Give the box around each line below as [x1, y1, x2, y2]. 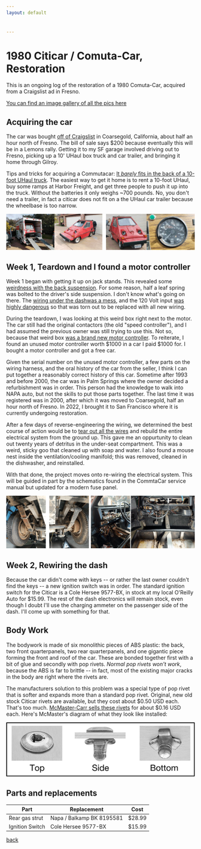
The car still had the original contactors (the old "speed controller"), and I [6, 321, 187, 328]
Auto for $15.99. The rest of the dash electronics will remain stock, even [6, 595, 184, 603]
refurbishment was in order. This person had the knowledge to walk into [6, 384, 184, 391]
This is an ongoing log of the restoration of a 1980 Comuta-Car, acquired [6, 82, 185, 89]
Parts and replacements [6, 788, 98, 799]
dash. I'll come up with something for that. [6, 608, 110, 615]
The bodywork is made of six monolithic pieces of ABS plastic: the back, [6, 641, 185, 648]
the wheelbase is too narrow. [6, 202, 78, 210]
